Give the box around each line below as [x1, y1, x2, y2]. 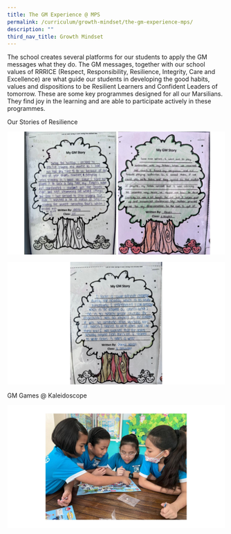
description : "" [7, 26, 54, 33]
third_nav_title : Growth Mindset [7, 33, 104, 40]
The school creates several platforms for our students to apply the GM [7, 53, 207, 62]
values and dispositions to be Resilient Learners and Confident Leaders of [7, 82, 218, 91]
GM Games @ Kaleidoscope [7, 391, 88, 400]
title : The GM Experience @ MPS [7, 11, 100, 18]
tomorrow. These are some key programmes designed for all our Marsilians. [7, 90, 223, 98]
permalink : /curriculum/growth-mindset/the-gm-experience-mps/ [7, 18, 194, 26]
